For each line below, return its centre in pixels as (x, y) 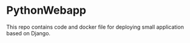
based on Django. (28, 33)
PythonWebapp (46, 10)
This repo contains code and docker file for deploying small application (95, 27)
